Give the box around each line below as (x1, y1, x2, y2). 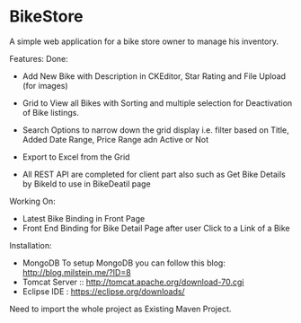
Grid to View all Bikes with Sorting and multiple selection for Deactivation (22, 97, 293, 109)
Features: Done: (9, 53, 69, 64)
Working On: (9, 196, 56, 206)
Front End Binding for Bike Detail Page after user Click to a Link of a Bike (22, 223, 290, 233)
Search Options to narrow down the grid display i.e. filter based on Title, (22, 124, 289, 135)
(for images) (22, 80, 69, 91)
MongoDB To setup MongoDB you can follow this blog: (22, 258, 226, 268)
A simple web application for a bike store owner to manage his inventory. (9, 36, 279, 47)
